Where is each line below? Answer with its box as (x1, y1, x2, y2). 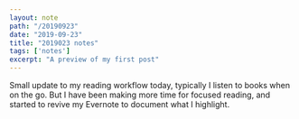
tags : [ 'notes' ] (9, 47, 70, 56)
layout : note (9, 13, 59, 23)
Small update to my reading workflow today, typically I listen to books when (9, 80, 291, 90)
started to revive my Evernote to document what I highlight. (9, 99, 230, 109)
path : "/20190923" (9, 22, 79, 31)
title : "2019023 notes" (9, 38, 99, 48)
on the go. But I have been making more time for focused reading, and (9, 89, 271, 100)
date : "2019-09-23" (9, 30, 83, 39)
